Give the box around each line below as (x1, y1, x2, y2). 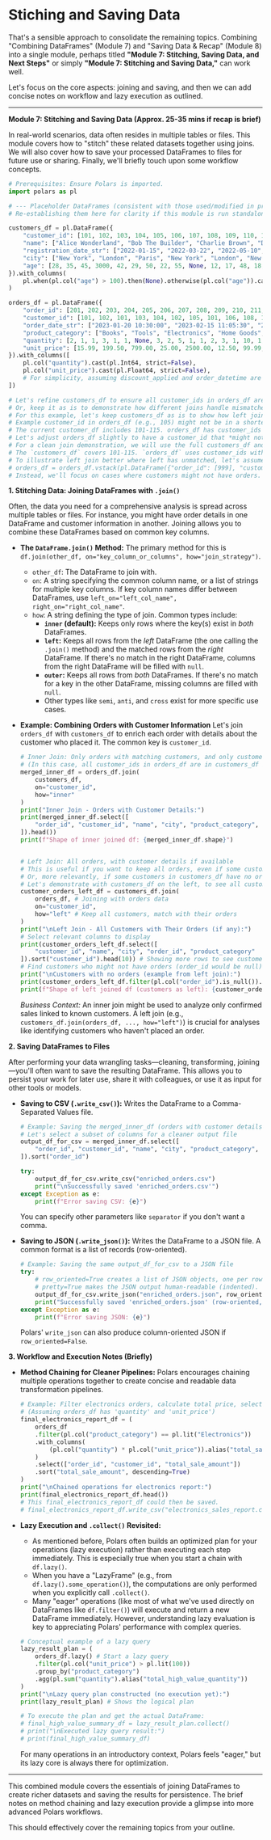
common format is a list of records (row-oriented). (19, 1245, 187, 1255)
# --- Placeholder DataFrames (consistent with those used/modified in (8, 202, 254, 210)
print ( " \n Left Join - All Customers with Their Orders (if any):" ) (19, 925, 252, 933)
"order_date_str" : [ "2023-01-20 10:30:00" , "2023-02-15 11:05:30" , (23, 321, 254, 329)
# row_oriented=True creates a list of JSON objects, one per (35, 1276, 248, 1284)
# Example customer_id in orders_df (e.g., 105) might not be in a (8, 419, 240, 427)
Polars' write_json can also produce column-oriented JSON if (19, 1327, 227, 1337)
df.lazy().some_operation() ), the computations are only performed (31, 1579, 257, 1589)
